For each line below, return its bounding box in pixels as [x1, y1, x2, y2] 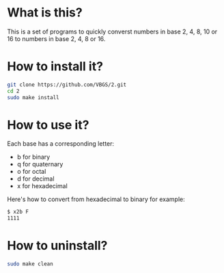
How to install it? [7, 59, 104, 75]
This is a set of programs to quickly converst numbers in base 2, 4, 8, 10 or [7, 27, 218, 36]
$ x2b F [7, 209, 29, 216]
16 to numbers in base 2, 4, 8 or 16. [7, 34, 106, 42]
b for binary [16, 153, 51, 161]
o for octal [16, 168, 46, 176]
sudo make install [7, 94, 59, 101]
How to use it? [7, 117, 89, 133]
